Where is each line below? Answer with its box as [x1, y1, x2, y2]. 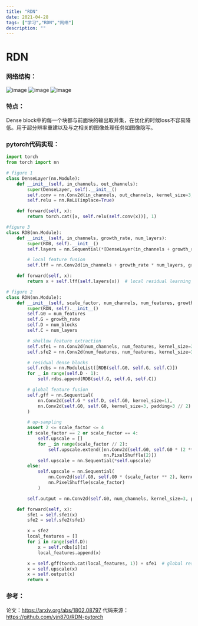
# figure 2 [6, 289, 33, 295]
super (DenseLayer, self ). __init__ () [27, 186, 117, 192]
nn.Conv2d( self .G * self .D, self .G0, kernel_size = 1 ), [37, 397, 173, 404]
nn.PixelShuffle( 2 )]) [103, 452, 157, 458]
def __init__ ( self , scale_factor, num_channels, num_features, [16, 300, 176, 306]
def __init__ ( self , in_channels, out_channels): [16, 181, 138, 187]
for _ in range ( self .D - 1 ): [27, 371, 99, 377]
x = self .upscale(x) [27, 566, 78, 572]
